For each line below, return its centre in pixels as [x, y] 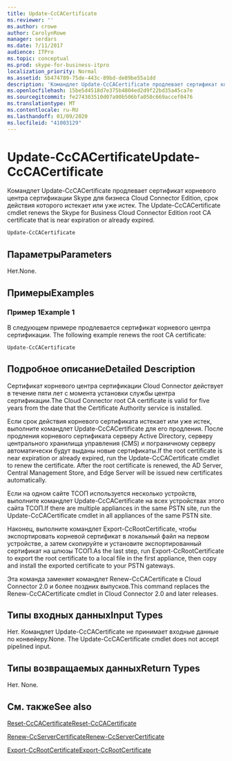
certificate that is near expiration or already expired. [81, 220]
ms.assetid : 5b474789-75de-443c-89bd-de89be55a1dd [81, 78]
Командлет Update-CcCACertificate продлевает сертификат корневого [112, 191]
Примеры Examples [51, 293]
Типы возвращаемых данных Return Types [104, 668]
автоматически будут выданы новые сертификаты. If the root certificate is [115, 451]
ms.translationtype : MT [41, 104]
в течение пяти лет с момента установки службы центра [91, 393]
